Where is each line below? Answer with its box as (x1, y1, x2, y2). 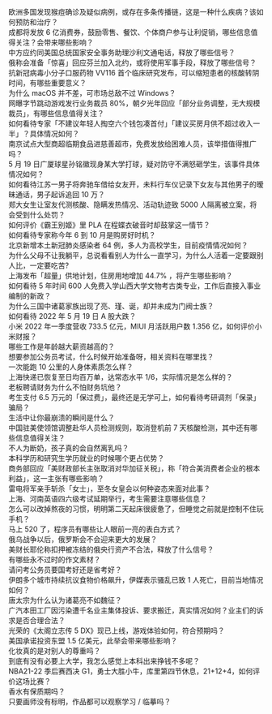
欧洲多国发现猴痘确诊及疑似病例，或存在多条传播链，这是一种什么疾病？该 (8, 7, 257, 16)
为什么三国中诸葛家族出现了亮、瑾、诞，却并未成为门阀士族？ (8, 301, 215, 311)
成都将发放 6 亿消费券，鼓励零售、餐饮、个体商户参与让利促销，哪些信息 (8, 28, 251, 37)
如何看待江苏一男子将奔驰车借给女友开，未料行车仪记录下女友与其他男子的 (8, 179, 257, 189)
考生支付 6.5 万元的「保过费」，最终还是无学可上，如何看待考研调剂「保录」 (8, 393, 261, 402)
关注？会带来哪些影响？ (15, 37, 94, 47)
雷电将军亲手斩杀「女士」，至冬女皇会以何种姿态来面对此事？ (8, 484, 210, 493)
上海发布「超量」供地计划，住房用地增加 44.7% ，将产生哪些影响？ (8, 271, 233, 280)
